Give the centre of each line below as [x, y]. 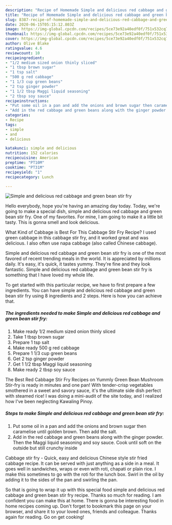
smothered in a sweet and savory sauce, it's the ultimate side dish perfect [83, 390]
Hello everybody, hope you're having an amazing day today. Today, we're [83, 206]
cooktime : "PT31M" [25, 167]
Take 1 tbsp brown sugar [39, 337]
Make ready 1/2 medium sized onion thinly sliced [64, 331]
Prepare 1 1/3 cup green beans [45, 353]
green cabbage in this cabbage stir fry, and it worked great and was [77, 238]
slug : [11, 20]
